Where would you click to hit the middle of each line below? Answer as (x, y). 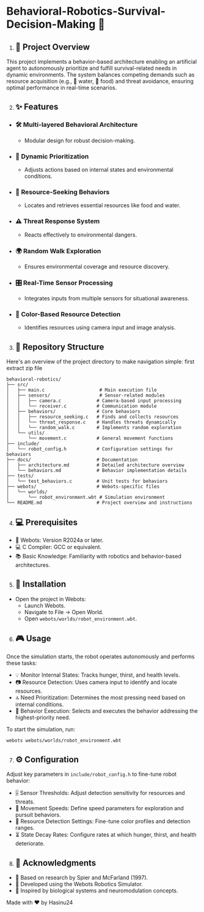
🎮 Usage (33, 639)
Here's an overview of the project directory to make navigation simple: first (100, 362)
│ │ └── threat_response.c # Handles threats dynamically (91, 422)
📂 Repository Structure (60, 347)
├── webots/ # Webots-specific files (83, 487)
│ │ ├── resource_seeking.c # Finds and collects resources (93, 417)
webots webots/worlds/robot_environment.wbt (64, 740)
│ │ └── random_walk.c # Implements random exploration (94, 428)
